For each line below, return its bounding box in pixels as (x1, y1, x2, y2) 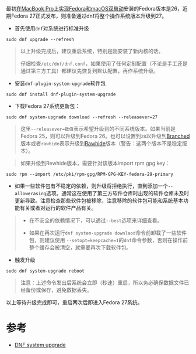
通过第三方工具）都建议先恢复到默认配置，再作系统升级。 (20, 67, 159, 74)
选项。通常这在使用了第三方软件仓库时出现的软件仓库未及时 (45, 190, 190, 196)
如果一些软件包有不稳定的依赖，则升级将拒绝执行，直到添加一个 (14, 182, 168, 189)
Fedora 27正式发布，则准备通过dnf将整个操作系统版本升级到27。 (10, 12, 167, 19)
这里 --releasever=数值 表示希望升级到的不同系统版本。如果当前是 (20, 125, 176, 132)
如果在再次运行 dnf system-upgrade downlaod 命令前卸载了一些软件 (29, 229, 187, 236)
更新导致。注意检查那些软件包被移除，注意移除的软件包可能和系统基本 (14, 197, 184, 204)
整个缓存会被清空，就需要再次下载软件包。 (29, 244, 132, 251)
